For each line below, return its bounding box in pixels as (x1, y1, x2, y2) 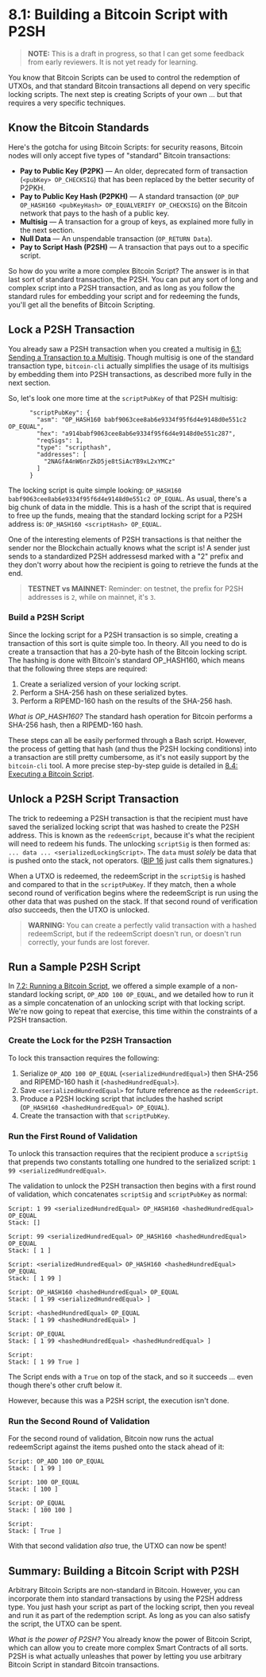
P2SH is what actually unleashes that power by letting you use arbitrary (8, 1652, 242, 1661)
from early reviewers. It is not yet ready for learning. (27, 57, 199, 67)
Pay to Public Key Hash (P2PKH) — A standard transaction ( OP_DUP (19, 191, 240, 200)
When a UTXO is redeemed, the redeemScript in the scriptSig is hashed (8, 871, 246, 881)
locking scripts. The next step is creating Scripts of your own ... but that (8, 89, 242, 99)
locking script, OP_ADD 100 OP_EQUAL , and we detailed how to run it (39, 990, 254, 999)
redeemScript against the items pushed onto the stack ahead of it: (8, 1442, 225, 1452)
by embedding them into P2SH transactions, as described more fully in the (8, 369, 253, 379)
